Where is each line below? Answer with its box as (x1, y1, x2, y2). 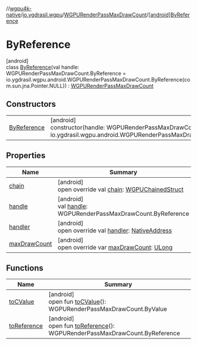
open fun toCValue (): (48, 297, 107, 306)
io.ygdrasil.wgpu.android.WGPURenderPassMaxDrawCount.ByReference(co (6, 76, 191, 83)
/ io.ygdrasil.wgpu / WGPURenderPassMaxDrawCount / (20, 11, 149, 18)
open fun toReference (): (48, 322, 116, 330)
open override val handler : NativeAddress (57, 226, 172, 234)
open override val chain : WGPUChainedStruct (57, 185, 184, 193)
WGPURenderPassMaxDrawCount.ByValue (48, 305, 167, 313)
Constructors (6, 99, 56, 109)
